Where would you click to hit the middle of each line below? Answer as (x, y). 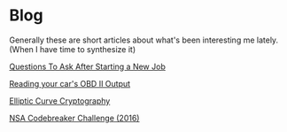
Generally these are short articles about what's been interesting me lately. (144, 40)
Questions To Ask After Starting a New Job (87, 66)
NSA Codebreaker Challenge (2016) (74, 118)
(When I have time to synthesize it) (73, 49)
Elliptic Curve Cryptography (60, 101)
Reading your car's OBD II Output (70, 83)
